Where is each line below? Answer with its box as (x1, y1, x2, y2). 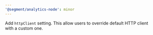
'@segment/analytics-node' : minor (5, 7, 75, 12)
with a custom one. (5, 25, 44, 31)
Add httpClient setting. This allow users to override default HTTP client (5, 20, 149, 26)
